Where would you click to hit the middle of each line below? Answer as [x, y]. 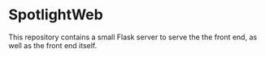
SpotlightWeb [56, 15]
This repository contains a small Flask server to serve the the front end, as [133, 37]
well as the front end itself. [53, 45]
